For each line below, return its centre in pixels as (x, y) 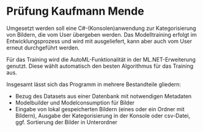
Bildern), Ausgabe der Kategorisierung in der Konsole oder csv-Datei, (103, 116)
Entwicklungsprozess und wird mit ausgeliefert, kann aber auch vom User (99, 41)
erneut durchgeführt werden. (43, 48)
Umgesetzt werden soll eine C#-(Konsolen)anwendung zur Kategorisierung (102, 28)
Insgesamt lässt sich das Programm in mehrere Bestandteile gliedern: (94, 84)
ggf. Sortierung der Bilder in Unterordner (66, 122)
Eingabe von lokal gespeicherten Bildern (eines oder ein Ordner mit (100, 109)
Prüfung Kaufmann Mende (76, 11)
